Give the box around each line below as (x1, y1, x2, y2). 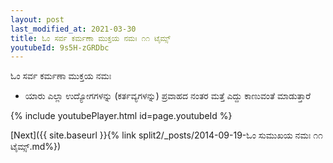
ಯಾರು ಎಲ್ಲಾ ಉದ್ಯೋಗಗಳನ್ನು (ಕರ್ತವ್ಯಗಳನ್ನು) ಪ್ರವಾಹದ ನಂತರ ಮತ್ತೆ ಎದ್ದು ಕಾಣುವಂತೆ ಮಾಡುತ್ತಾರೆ (24, 90, 312, 102)
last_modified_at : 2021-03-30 (10, 24, 137, 34)
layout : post (10, 14, 65, 25)
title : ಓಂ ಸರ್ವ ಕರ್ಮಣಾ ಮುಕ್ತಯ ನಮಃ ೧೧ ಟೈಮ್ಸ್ (10, 33, 171, 43)
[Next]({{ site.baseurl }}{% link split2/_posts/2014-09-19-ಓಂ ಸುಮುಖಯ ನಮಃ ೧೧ (10, 129, 323, 141)
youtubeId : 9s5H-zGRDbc (10, 42, 110, 53)
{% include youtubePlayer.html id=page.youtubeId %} (10, 110, 233, 122)
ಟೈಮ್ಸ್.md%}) (10, 141, 62, 153)
